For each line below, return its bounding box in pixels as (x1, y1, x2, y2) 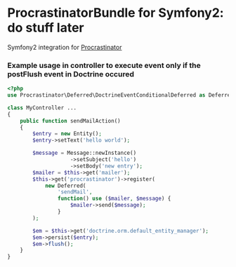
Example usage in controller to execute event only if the (7, 60, 202, 70)
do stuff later (7, 20, 84, 36)
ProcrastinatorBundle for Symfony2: (7, 5, 224, 21)
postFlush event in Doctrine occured (7, 69, 135, 78)
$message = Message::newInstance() (32, 149, 137, 157)
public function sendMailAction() (20, 117, 121, 124)
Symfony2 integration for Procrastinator (7, 43, 122, 51)
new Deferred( (44, 182, 86, 189)
